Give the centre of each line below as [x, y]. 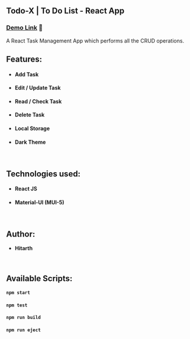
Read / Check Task [38, 101]
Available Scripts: [39, 278]
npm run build [24, 318]
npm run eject [24, 330]
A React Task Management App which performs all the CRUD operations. [95, 41]
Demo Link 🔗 [25, 28]
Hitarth [24, 248]
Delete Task [30, 115]
